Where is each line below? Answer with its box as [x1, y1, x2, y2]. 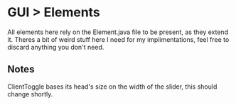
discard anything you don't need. [7, 43, 104, 51]
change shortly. [7, 89, 53, 98]
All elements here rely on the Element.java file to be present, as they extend [7, 28, 229, 36]
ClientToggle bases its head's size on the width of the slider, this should [7, 82, 218, 91]
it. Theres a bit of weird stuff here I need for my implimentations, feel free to [7, 35, 230, 43]
